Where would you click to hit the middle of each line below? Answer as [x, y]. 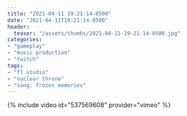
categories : [25, 40]
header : [19, 27]
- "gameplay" [26, 46]
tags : [15, 66]
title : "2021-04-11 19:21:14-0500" [59, 14]
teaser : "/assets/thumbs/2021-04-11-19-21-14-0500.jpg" [97, 33]
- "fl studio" [28, 72]
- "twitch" [23, 59]
